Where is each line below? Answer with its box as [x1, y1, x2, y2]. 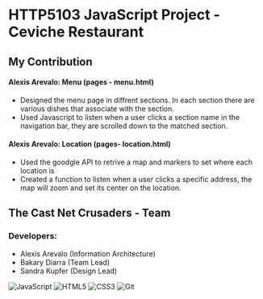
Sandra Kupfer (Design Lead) [19, 266, 118, 276]
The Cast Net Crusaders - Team [8, 206, 171, 220]
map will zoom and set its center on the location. [19, 183, 182, 193]
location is [19, 165, 55, 175]
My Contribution [8, 55, 93, 69]
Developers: [8, 230, 58, 242]
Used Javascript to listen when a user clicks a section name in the [19, 112, 240, 122]
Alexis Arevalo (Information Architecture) [19, 248, 156, 259]
